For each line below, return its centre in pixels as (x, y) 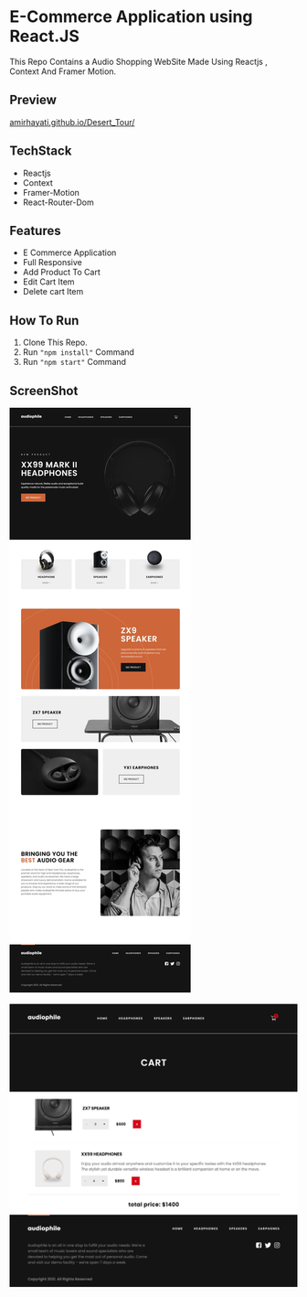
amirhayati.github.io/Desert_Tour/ (72, 122)
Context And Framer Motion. (63, 71)
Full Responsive (52, 263)
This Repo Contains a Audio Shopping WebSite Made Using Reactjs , (138, 61)
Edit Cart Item (48, 282)
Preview (33, 100)
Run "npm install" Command (79, 352)
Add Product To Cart (61, 273)
